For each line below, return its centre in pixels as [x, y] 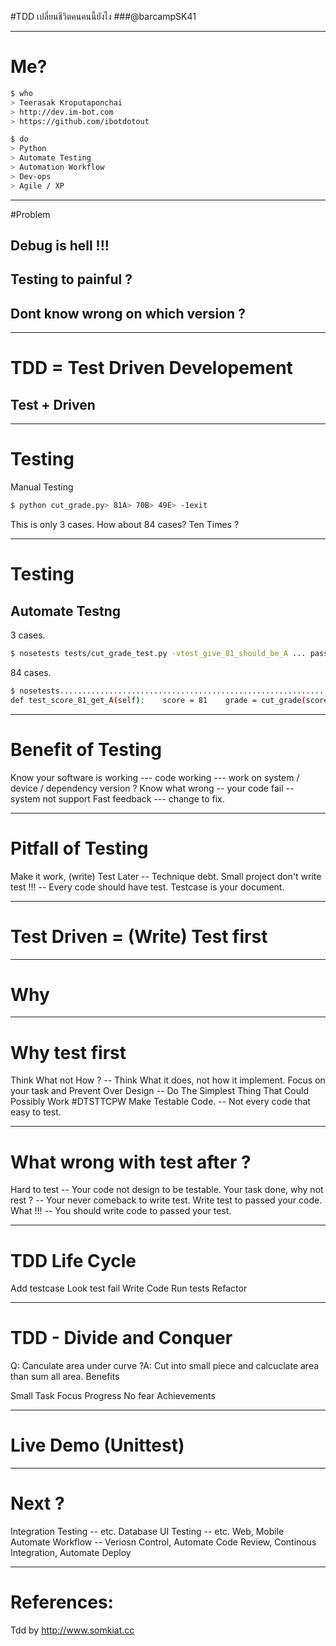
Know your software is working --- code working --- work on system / [155, 777]
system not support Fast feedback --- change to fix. [117, 798]
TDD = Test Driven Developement [151, 368]
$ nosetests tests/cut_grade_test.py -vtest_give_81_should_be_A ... [158, 654]
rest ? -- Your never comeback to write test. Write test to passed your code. [166, 1200]
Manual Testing [42, 487]
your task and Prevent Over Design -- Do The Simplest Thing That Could [159, 1091]
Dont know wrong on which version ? [128, 313]
